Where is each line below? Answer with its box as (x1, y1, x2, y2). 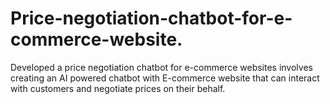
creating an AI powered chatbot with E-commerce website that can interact (10, 72, 320, 84)
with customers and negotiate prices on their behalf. (10, 82, 226, 94)
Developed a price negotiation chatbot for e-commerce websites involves (10, 61, 313, 73)
